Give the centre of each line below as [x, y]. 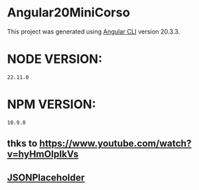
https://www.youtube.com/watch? [116, 144]
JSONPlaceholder [46, 177]
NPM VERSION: [51, 105]
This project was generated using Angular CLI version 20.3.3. [94, 31]
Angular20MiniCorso [69, 13]
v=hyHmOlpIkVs [43, 154]
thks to [22, 144]
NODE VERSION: [55, 59]
